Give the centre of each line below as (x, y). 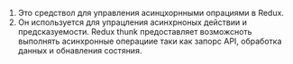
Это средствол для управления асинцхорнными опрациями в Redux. (151, 13)
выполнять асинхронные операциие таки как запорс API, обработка (150, 41)
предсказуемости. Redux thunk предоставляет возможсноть (135, 32)
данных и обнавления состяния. (80, 51)
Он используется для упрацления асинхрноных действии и (133, 22)
